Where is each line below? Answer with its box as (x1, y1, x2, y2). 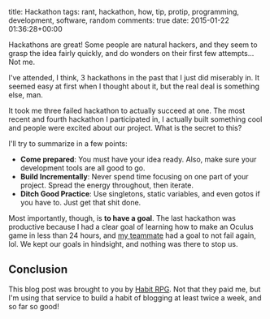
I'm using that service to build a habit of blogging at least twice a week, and (8, 292, 262, 303)
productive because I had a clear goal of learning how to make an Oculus (8, 222, 254, 231)
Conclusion (8, 263, 68, 277)
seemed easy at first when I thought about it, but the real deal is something (8, 81, 260, 91)
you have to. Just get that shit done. (20, 198, 142, 207)
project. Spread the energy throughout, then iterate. (20, 180, 194, 190)
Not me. (8, 57, 35, 67)
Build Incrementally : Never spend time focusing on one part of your (20, 172, 250, 181)
